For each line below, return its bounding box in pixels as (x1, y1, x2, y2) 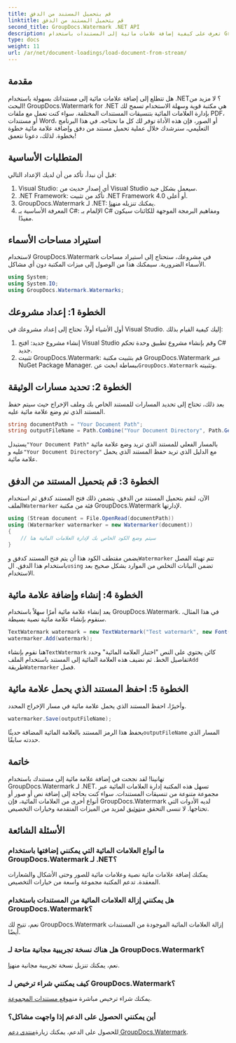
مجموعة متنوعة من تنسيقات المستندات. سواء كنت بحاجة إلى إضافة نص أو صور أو (8, 789, 219, 797)
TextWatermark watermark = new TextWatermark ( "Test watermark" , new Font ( (8, 629, 231, 636)
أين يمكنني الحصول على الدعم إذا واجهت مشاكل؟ (8, 1012, 156, 1022)
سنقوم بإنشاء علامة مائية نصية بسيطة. (8, 615, 107, 623)
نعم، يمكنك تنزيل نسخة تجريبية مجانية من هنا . (8, 961, 120, 969)
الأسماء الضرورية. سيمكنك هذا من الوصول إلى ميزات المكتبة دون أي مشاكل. (8, 260, 207, 269)
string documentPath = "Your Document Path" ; (8, 420, 143, 428)
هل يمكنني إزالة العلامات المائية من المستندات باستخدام (8, 896, 174, 905)
